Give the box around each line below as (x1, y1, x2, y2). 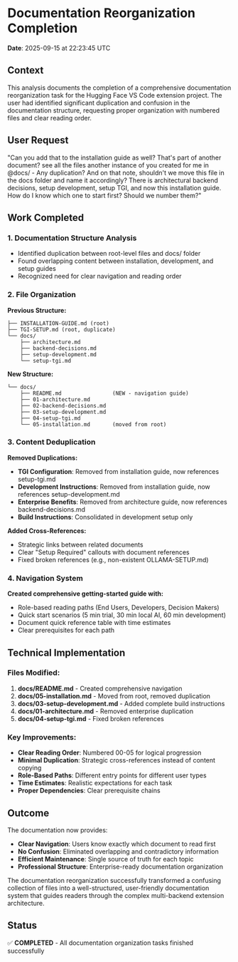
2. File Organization (7, 290, 77, 300)
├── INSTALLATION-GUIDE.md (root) (7, 319, 110, 327)
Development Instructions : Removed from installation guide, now (17, 482, 211, 491)
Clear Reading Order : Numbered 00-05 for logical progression (17, 748, 202, 757)
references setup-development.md (17, 490, 121, 498)
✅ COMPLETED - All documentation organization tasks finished (7, 938, 194, 947)
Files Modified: (7, 668, 60, 678)
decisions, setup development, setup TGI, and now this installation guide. (7, 183, 222, 192)
